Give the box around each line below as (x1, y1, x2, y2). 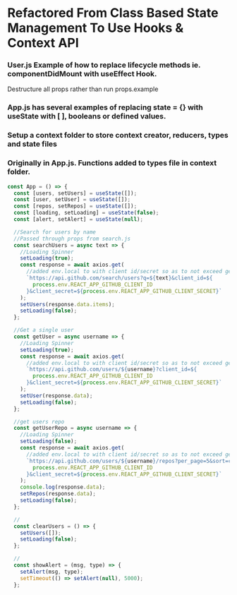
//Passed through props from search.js (13, 235, 131, 242)
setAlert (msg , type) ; (20, 568, 83, 575)
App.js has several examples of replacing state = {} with (7, 102, 203, 112)
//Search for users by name (13, 228, 97, 236)
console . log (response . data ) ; (20, 483, 106, 491)
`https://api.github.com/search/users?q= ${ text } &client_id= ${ (25, 275, 213, 282)
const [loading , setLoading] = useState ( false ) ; (13, 210, 159, 217)
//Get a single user (13, 327, 74, 334)
